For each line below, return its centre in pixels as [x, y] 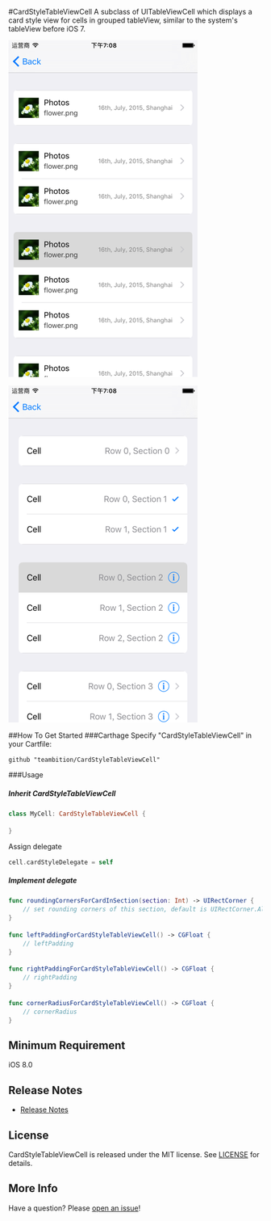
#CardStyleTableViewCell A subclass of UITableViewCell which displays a [130, 12]
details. [21, 1163]
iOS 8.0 [21, 1065]
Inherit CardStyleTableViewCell [62, 793]
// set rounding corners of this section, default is [115, 909]
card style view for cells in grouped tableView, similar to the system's [123, 20]
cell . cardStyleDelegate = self [61, 862]
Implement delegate [43, 881]
